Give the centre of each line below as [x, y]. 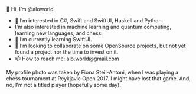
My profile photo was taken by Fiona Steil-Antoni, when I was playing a [92, 72]
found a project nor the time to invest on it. [66, 52]
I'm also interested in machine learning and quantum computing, [93, 27]
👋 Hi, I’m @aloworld [30, 9]
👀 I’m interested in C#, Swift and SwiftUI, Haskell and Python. [89, 20]
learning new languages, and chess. [59, 33]
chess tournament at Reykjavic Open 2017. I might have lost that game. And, [98, 79]
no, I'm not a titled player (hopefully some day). [63, 85]
